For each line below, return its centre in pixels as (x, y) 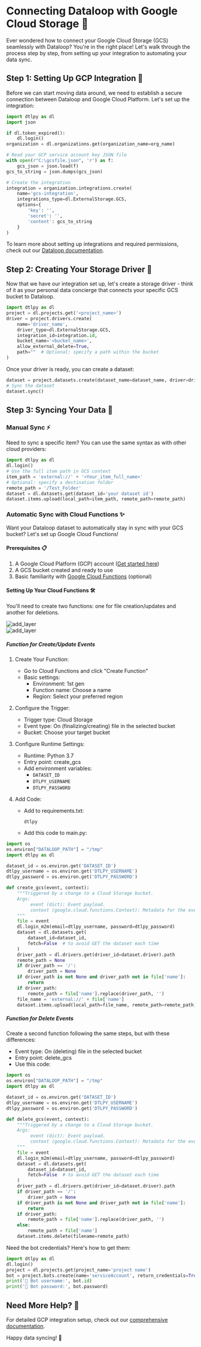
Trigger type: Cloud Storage (58, 719)
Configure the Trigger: (42, 708)
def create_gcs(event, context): (48, 888)
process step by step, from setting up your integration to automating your (97, 53)
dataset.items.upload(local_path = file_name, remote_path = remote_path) (107, 1005)
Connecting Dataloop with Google (92, 11)
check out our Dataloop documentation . (55, 251)
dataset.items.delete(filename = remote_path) (73, 1237)
